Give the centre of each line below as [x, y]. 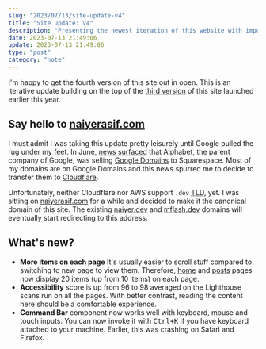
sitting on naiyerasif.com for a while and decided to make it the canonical [127, 201]
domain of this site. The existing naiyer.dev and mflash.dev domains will [125, 209]
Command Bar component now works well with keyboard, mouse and [133, 312]
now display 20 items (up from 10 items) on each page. [109, 278]
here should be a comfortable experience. [88, 304]
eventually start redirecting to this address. [78, 217]
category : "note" [37, 60]
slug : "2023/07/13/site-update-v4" [67, 15]
